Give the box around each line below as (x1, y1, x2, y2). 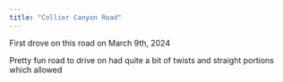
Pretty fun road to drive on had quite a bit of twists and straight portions (9, 54, 275, 65)
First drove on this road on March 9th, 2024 (9, 37, 171, 48)
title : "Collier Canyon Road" (9, 12, 123, 22)
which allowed (9, 64, 63, 75)
